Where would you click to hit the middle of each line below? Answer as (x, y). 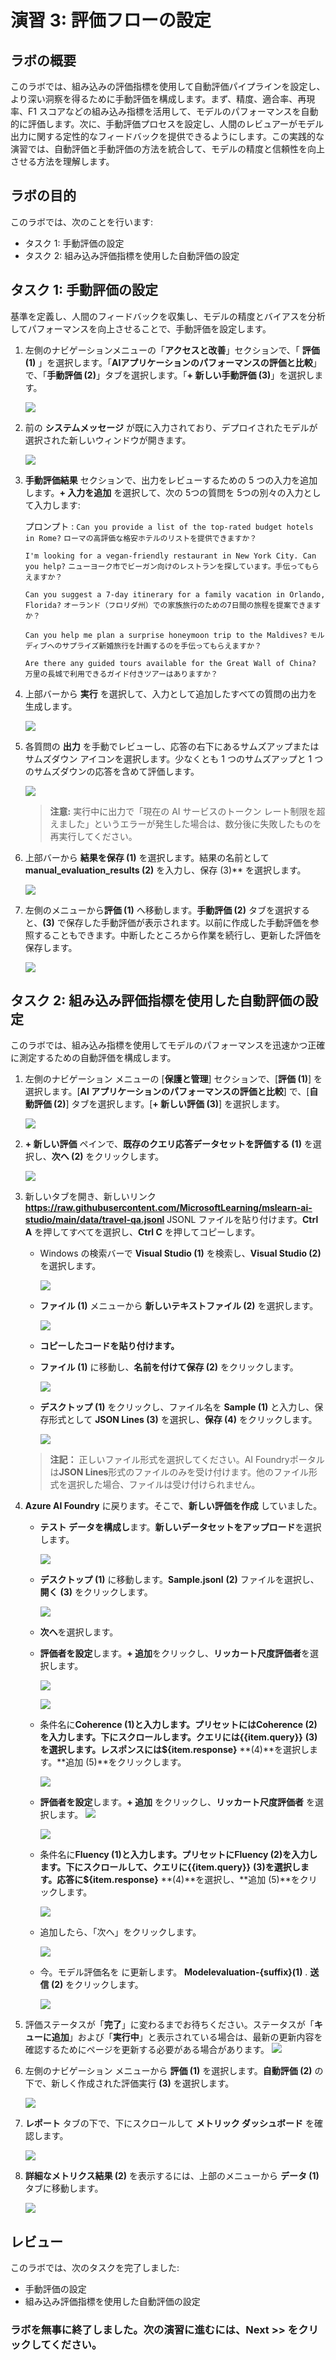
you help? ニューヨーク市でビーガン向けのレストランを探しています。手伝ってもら (172, 566)
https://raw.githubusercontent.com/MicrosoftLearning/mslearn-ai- (168, 1208)
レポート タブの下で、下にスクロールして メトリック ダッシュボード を (169, 2123)
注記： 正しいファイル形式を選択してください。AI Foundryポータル (187, 1460)
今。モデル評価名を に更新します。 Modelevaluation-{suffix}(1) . (173, 1972)
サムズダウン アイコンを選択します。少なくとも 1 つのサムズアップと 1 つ (174, 758)
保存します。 (51, 947)
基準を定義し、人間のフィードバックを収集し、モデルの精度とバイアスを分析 (168, 316)
